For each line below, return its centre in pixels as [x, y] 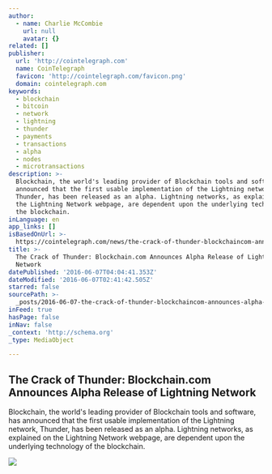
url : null [40, 31]
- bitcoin [32, 106]
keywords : [25, 91]
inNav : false [30, 325]
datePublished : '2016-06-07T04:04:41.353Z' [83, 272]
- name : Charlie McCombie [59, 23]
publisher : [27, 53]
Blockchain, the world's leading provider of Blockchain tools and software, [132, 412]
